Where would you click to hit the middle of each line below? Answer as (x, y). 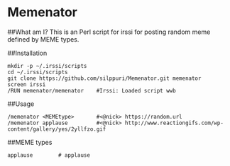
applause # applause (49, 155)
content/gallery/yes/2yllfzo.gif (57, 129)
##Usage (21, 104)
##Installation (27, 53)
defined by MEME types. (43, 39)
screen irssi (27, 84)
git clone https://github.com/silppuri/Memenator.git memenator (104, 78)
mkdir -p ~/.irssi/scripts (47, 66)
